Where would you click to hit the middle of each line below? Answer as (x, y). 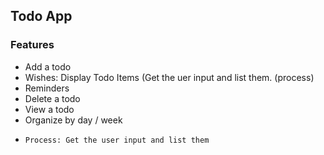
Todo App (41, 16)
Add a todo (48, 66)
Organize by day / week (73, 120)
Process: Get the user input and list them (117, 140)
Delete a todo (52, 98)
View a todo (49, 109)
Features (32, 45)
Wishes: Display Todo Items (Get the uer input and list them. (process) (169, 77)
